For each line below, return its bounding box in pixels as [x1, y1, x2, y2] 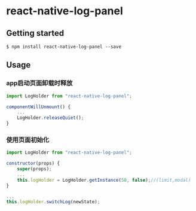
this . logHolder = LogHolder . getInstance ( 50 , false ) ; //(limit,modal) [17, 177, 191, 183]
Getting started [6, 28, 65, 38]
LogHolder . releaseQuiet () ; [17, 115, 84, 121]
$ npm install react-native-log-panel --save [6, 44, 121, 50]
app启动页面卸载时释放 [6, 79, 73, 87]
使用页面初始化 [6, 136, 50, 144]
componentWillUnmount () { [6, 103, 71, 110]
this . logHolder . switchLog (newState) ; [6, 199, 100, 205]
